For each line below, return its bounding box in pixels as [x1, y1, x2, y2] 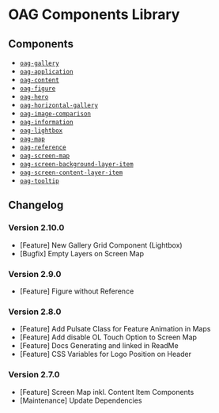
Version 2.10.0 [8, 222, 65, 233]
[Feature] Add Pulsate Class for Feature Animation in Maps [19, 324, 211, 334]
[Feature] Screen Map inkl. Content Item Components [19, 387, 194, 396]
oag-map [19, 135, 45, 143]
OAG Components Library [8, 6, 180, 24]
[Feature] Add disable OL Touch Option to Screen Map [19, 332, 198, 342]
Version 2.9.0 [8, 268, 62, 279]
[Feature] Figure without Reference [19, 286, 134, 296]
